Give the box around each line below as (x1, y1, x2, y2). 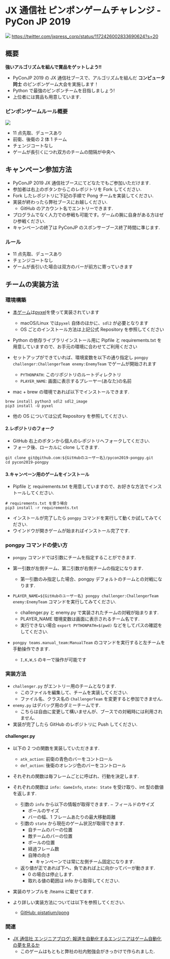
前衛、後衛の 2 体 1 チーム (12, 136, 67, 143)
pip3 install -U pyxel (5, 403, 53, 408)
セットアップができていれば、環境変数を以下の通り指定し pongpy (12, 354, 149, 360)
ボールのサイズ (27, 808, 60, 814)
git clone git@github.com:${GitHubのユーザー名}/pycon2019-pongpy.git (5, 456, 154, 461)
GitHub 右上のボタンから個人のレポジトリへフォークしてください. (12, 438, 150, 444)
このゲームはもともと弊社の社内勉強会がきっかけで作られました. (20, 948, 155, 954)
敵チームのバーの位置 (27, 833, 73, 839)
